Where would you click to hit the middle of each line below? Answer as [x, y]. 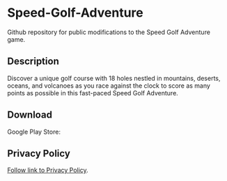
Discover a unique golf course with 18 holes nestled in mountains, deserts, [114, 78]
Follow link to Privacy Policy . [48, 170]
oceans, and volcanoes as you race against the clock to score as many [109, 86]
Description [33, 62]
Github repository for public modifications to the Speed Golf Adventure [109, 32]
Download [30, 115]
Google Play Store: [34, 132]
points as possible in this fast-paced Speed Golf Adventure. [93, 93]
